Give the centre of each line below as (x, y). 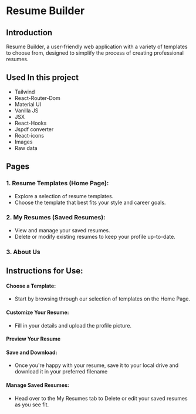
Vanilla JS (26, 111)
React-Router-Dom (37, 98)
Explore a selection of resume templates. (64, 196)
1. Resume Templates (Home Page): (58, 183)
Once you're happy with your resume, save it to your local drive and (97, 365)
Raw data (26, 148)
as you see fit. (32, 405)
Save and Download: (32, 352)
